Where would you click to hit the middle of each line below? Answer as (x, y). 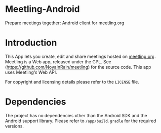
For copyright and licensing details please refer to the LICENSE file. (72, 82)
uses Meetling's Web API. (31, 72)
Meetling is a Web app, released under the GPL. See (58, 62)
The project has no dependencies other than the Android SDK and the (76, 115)
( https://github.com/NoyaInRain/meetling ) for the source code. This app (78, 67)
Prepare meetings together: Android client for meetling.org (65, 23)
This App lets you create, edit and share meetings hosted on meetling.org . (80, 56)
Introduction (31, 43)
